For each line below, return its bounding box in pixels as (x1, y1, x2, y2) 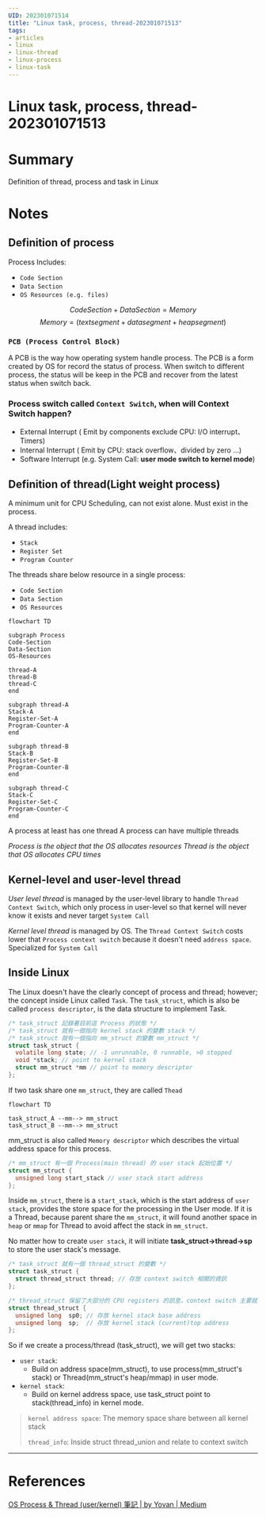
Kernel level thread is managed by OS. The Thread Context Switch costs (8, 926, 244, 936)
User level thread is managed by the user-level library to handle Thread (8, 894, 239, 903)
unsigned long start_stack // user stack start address (15, 1174, 203, 1182)
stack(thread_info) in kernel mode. (31, 1398, 144, 1407)
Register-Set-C (8, 799, 59, 807)
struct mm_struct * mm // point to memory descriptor (15, 1064, 193, 1072)
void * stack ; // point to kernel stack (15, 1057, 147, 1065)
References (8, 1473, 85, 1491)
